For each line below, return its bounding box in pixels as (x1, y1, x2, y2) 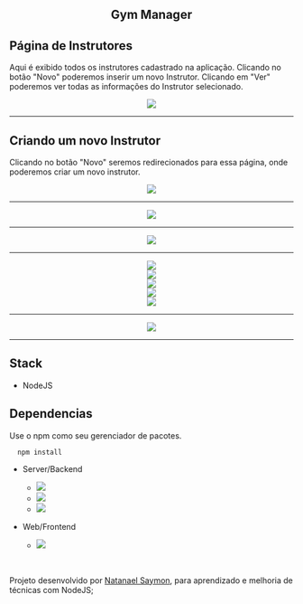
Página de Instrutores (9, 38, 133, 53)
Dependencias (9, 406, 93, 421)
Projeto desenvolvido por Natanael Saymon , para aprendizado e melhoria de (9, 574, 293, 586)
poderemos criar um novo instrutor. (9, 166, 141, 177)
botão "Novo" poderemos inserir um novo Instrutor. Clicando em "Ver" (9, 71, 271, 82)
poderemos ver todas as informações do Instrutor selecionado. (9, 81, 243, 92)
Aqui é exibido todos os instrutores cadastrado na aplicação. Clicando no (9, 62, 282, 73)
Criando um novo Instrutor (9, 133, 161, 148)
